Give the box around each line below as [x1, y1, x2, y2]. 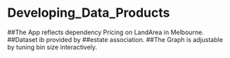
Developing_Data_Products [7, 5, 170, 21]
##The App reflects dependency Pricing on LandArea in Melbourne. [7, 28, 204, 36]
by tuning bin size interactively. [7, 43, 97, 51]
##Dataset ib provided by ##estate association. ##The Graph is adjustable [7, 35, 224, 43]
